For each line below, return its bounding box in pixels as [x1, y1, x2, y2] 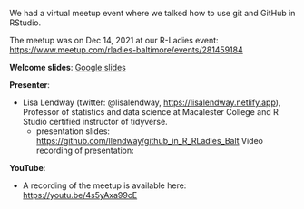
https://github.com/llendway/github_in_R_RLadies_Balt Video [35, 136, 263, 146]
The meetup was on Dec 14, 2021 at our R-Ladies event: [9, 35, 220, 45]
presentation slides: [35, 126, 111, 137]
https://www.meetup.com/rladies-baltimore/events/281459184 [9, 44, 243, 55]
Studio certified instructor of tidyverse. [22, 117, 168, 127]
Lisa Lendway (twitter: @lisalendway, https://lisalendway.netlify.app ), [22, 97, 281, 108]
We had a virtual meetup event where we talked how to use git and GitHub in [9, 8, 296, 18]
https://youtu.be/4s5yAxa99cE [22, 190, 138, 200]
